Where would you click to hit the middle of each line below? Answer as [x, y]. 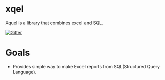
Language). [24, 72]
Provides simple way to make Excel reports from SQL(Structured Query [86, 66]
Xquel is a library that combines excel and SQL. [54, 23]
